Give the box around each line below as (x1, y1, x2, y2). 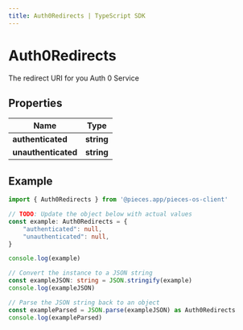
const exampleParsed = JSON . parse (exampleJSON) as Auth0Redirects (8, 306, 236, 314)
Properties (8, 96, 63, 109)
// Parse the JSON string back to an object (8, 299, 160, 307)
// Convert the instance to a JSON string (8, 269, 153, 278)
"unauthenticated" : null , (23, 233, 110, 241)
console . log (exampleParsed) (8, 313, 103, 322)
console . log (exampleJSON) (8, 284, 95, 292)
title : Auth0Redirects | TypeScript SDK (8, 11, 146, 20)
